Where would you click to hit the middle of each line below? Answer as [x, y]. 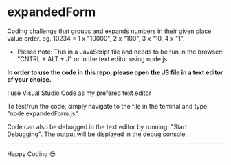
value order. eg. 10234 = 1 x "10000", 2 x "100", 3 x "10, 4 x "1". [96, 38]
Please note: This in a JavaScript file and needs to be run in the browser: [120, 52]
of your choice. [29, 79]
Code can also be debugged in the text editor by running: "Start [97, 126]
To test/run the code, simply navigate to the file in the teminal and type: [108, 106]
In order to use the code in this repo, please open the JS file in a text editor [115, 72]
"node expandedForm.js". [43, 113]
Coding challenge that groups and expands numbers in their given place [109, 31]
